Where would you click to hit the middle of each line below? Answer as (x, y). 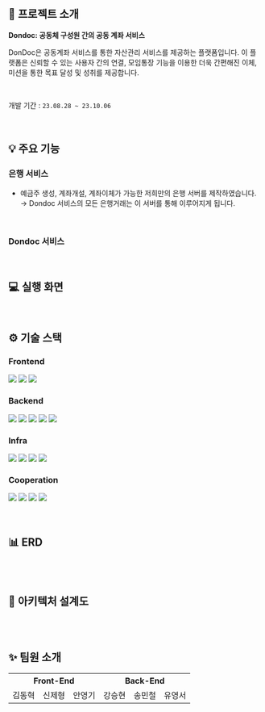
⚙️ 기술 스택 (35, 338)
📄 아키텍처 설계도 (48, 602)
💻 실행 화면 (36, 287)
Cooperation (33, 480)
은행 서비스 (29, 174)
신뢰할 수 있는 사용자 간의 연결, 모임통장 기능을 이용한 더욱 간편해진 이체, (143, 62)
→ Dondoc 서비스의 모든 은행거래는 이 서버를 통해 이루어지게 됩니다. (128, 203)
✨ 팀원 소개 (35, 658)
